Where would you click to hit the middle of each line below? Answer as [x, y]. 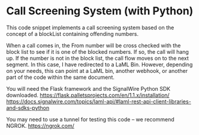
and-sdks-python [28, 108]
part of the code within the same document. [61, 77]
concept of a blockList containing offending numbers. [73, 33]
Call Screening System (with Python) [100, 11]
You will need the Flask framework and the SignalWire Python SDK [88, 88]
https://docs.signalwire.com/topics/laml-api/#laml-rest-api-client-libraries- [99, 101]
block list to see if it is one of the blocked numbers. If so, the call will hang [97, 51]
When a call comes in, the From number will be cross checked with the [94, 45]
